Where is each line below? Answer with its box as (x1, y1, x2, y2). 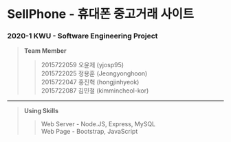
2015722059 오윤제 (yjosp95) (41, 61, 124, 69)
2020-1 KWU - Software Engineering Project (7, 32, 158, 41)
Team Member (23, 47, 67, 55)
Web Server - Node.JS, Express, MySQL (41, 120, 156, 128)
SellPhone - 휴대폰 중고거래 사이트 (7, 6, 195, 22)
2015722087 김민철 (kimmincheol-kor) (41, 86, 149, 95)
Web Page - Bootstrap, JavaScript (41, 128, 138, 136)
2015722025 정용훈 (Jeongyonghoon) (41, 69, 148, 78)
